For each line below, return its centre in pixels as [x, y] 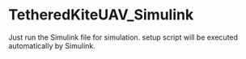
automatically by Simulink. [52, 45]
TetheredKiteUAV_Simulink [101, 15]
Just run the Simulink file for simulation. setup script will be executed [123, 37]
